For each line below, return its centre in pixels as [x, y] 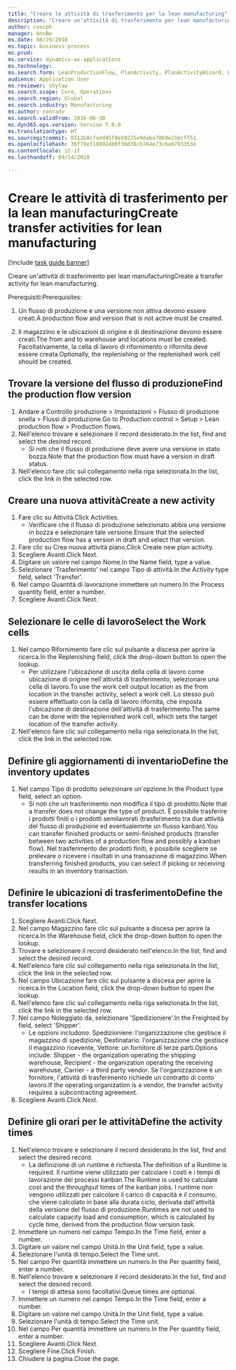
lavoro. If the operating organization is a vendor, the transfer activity [126, 1084]
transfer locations [48, 904]
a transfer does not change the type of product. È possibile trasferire [127, 811]
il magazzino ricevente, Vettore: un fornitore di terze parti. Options [123, 1047]
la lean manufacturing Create [93, 213]
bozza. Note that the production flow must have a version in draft [122, 456]
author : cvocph [30, 27]
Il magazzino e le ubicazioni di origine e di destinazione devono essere [120, 331]
